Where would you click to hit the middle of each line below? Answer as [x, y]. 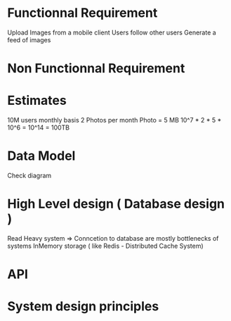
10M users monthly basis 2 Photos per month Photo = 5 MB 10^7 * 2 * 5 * [114, 120]
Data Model [41, 156]
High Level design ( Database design [116, 204]
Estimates [37, 101]
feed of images [29, 39]
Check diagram [29, 175]
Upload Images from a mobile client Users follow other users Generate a [112, 32]
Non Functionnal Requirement [96, 69]
